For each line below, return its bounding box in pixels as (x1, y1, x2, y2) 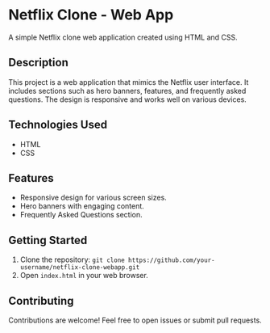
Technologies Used (8, 118, 107, 132)
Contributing (8, 293, 74, 308)
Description (8, 56, 69, 70)
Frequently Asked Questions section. (19, 210, 143, 220)
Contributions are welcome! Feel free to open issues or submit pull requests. (8, 315, 262, 325)
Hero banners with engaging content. (19, 201, 145, 211)
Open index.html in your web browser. (19, 271, 149, 280)
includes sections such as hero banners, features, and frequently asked (8, 86, 247, 95)
